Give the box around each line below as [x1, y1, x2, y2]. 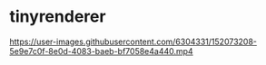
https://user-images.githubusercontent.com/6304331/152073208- [9, 36, 257, 47]
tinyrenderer [9, 6, 106, 27]
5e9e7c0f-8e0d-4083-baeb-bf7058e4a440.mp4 [9, 45, 193, 56]
